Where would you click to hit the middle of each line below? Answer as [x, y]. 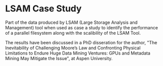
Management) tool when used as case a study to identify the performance [82, 27]
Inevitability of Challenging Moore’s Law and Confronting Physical [73, 48]
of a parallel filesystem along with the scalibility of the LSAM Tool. [73, 33]
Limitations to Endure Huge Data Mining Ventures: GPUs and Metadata [78, 53]
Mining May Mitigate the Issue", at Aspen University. [59, 58]
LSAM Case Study [43, 9]
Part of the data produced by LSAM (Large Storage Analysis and [71, 22]
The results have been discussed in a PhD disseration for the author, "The [81, 42]
